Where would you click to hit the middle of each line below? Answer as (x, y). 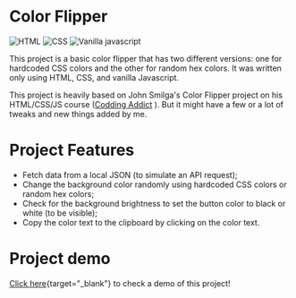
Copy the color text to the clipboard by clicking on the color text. (141, 222)
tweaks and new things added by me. (78, 114)
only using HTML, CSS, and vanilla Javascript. (94, 77)
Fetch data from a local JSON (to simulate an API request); (130, 175)
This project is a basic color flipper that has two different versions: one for (146, 58)
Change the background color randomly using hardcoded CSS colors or (155, 184)
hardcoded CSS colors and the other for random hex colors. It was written (145, 68)
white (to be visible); (60, 213)
